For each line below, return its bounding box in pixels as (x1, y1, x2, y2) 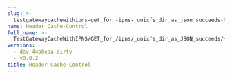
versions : (7, 42, 36, 49)
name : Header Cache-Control (7, 23, 88, 30)
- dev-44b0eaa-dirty (13, 49, 72, 56)
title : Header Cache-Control (7, 61, 91, 68)
